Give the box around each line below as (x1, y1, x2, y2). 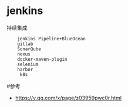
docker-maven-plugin (17, 56, 68, 62)
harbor (17, 66, 33, 73)
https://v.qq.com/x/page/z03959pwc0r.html (15, 94, 122, 101)
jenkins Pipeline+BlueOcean (17, 36, 86, 42)
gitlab (17, 41, 33, 47)
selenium (17, 61, 39, 67)
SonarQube (17, 46, 42, 52)
